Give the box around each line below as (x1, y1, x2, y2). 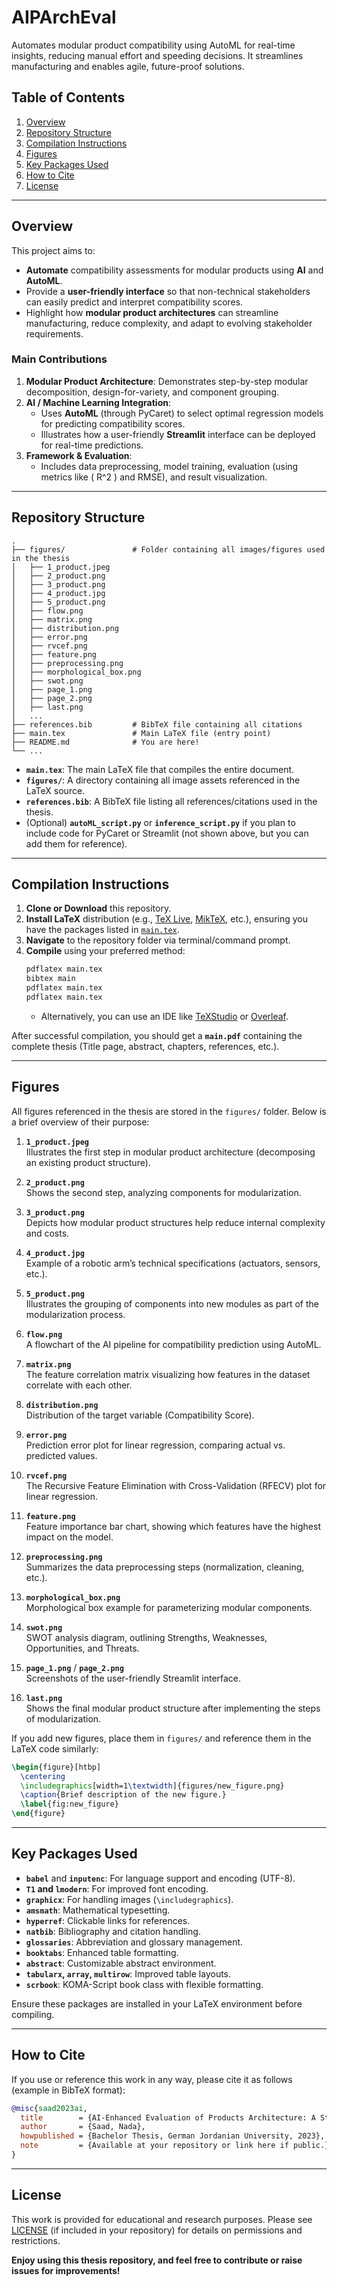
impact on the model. (25, 1531, 114, 1543)
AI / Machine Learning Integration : (25, 396, 171, 408)
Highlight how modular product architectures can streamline (25, 306, 279, 318)
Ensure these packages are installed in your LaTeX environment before (11, 1997, 303, 2010)
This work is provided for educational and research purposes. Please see (11, 2213, 313, 2225)
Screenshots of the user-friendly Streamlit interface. (25, 1672, 242, 1684)
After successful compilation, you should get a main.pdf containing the (11, 1029, 303, 1041)
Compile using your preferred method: (25, 945, 186, 957)
